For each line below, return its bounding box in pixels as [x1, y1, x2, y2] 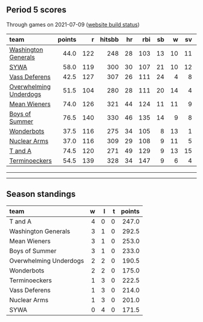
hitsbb [100, 35, 119, 43]
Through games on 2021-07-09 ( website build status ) [6, 21, 140, 28]
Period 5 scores [6, 5, 66, 15]
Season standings [6, 189, 76, 199]
